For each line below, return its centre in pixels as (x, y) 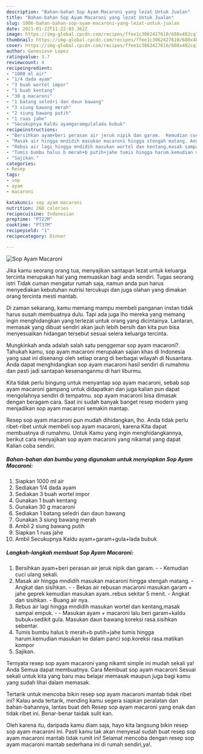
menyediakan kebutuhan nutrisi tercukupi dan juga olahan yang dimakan (96, 289)
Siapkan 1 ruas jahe (39, 532)
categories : (21, 164)
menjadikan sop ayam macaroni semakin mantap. (68, 408)
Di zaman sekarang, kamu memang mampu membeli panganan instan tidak (100, 308)
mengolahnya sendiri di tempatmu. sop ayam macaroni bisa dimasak (92, 395)
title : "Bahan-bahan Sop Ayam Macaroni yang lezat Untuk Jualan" (90, 18)
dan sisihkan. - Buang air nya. (52, 600)
